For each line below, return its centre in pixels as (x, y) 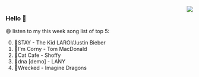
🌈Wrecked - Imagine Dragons (50, 68)
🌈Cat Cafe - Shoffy (37, 55)
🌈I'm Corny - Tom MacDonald (50, 49)
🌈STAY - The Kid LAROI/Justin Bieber (60, 43)
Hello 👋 (16, 18)
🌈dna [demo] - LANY (40, 62)
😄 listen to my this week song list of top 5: (58, 31)
